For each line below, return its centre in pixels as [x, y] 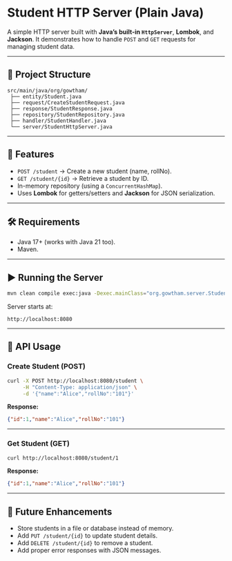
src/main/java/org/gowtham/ [48, 90]
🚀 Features [31, 154]
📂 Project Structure [49, 75]
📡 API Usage [34, 347]
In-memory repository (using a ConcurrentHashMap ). [90, 186]
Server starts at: [30, 307]
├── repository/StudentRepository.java [68, 115]
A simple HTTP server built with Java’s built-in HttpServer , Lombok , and [110, 32]
